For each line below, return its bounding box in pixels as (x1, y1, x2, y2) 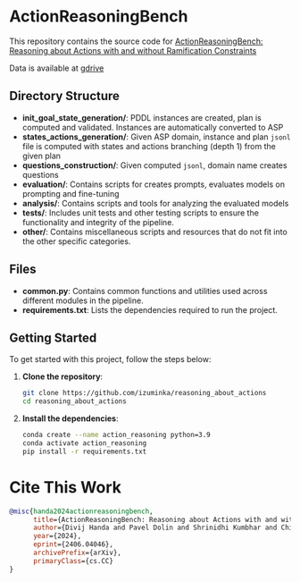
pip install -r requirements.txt (21, 447, 147, 456)
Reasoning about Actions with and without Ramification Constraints (9, 45, 257, 55)
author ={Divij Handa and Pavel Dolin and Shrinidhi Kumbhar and (32, 523, 278, 533)
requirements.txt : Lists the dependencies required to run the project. (21, 304, 279, 315)
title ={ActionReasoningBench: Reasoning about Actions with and (32, 515, 278, 524)
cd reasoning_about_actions (21, 397, 127, 406)
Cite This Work (9, 477, 122, 497)
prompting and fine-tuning (21, 188, 120, 198)
